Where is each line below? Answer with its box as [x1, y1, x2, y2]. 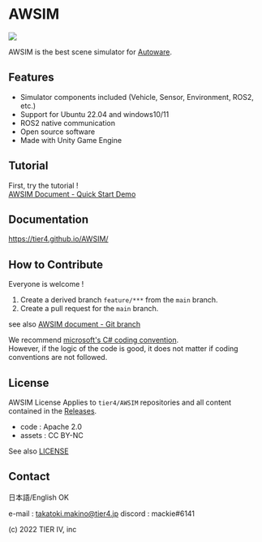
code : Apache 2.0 [19, 422, 83, 431]
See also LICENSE [8, 446, 69, 456]
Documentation [8, 212, 89, 226]
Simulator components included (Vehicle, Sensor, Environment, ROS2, [19, 92, 254, 102]
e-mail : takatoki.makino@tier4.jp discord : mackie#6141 [8, 509, 195, 518]
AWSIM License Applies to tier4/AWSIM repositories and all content [8, 397, 232, 407]
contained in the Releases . [8, 406, 97, 415]
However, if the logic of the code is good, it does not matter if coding [8, 344, 238, 353]
